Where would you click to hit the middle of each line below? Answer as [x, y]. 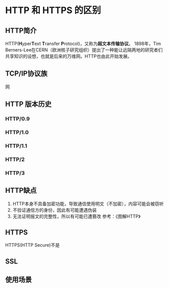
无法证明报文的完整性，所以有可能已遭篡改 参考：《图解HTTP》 [76, 216]
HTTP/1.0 [17, 133]
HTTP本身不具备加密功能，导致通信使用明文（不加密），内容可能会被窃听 [88, 204]
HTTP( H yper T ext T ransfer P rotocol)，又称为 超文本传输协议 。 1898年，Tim [83, 44]
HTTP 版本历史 [29, 104]
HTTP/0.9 [18, 119]
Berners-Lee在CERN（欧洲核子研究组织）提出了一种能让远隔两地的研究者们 [84, 50]
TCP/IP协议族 [26, 74]
